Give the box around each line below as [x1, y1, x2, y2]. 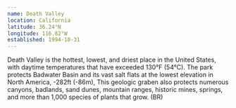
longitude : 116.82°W [7, 29, 68, 37]
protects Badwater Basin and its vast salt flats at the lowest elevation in [7, 71, 213, 79]
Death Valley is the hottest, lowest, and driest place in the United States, [7, 55, 216, 64]
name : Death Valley [7, 10, 65, 18]
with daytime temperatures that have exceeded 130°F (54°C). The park [7, 63, 213, 72]
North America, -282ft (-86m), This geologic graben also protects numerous [7, 78, 229, 86]
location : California [7, 17, 71, 24]
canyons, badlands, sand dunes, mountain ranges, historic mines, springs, [7, 86, 223, 94]
